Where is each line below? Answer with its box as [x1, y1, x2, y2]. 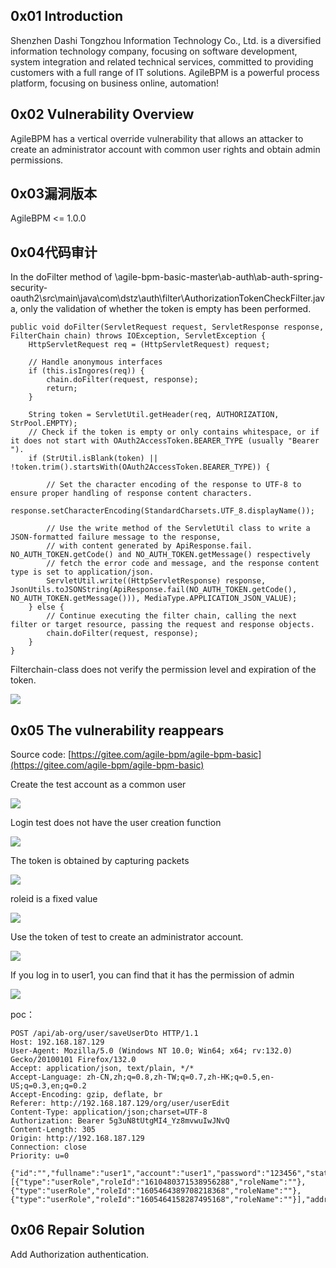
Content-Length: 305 [10, 1125, 97, 1135]
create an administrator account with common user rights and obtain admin [10, 143, 321, 155]
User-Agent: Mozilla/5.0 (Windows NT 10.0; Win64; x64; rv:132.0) [10, 1046, 293, 1056]
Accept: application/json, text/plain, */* [10, 1064, 195, 1074]
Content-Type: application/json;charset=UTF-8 [10, 1107, 208, 1118]
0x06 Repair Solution [10, 1222, 145, 1239]
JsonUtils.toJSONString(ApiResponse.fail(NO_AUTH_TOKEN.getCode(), [10, 585, 298, 595]
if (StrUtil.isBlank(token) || [28, 454, 159, 464]
